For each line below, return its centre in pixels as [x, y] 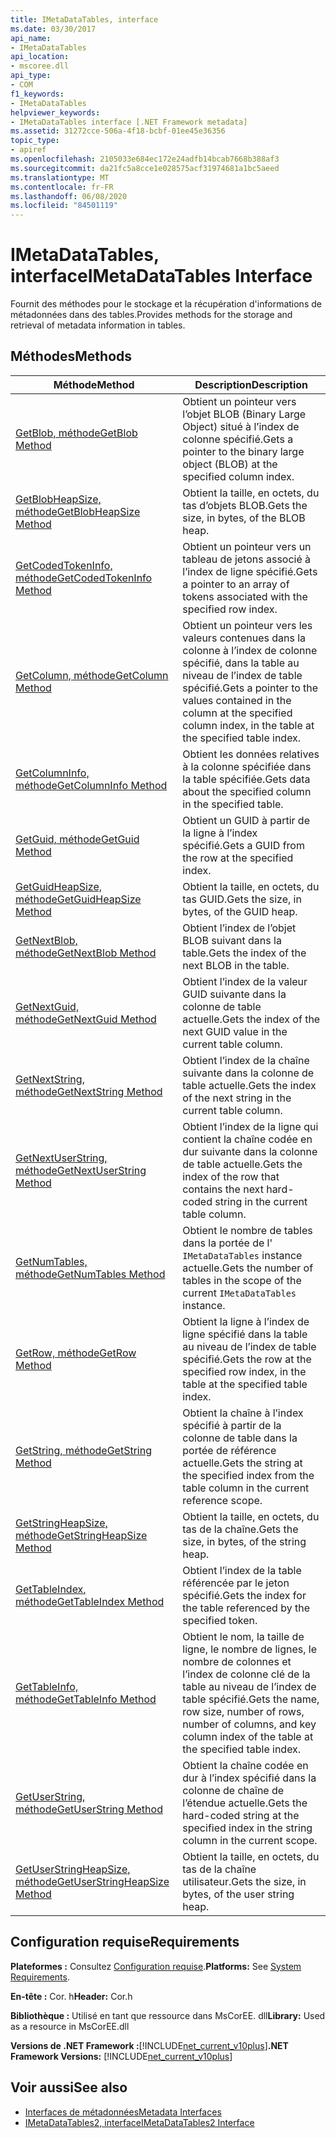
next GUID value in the [235, 1031]
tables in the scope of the [242, 1280]
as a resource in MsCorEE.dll [70, 2026]
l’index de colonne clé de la [246, 1674]
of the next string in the [237, 1098]
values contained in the [237, 700]
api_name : [31, 38]
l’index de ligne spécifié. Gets [250, 571]
